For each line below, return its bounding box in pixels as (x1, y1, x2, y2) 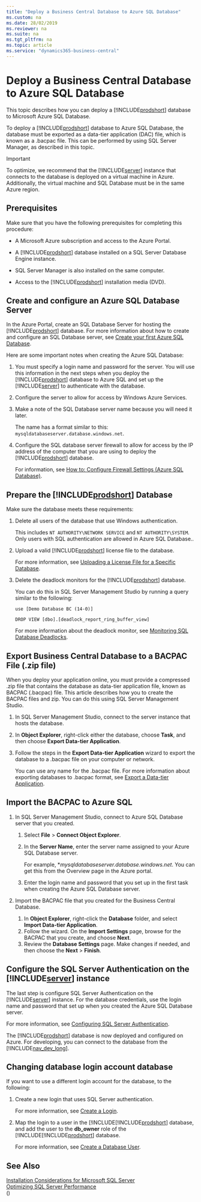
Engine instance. (14, 255, 56, 262)
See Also (6, 1161, 40, 1171)
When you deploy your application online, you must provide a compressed (6, 676, 190, 683)
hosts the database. (14, 719, 64, 726)
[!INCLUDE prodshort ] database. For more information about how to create (6, 327, 190, 335)
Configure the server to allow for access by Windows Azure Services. (14, 394, 187, 401)
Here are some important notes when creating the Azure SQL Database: (6, 351, 184, 359)
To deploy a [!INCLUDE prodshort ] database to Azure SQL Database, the (6, 124, 184, 131)
